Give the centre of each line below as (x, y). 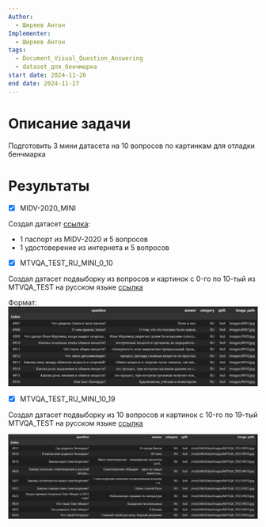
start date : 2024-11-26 (47, 75)
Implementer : (30, 33)
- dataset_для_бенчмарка (56, 67)
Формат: (23, 302)
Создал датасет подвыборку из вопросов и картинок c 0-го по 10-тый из (132, 279)
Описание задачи (70, 123)
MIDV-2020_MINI (48, 208)
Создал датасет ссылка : (49, 224)
